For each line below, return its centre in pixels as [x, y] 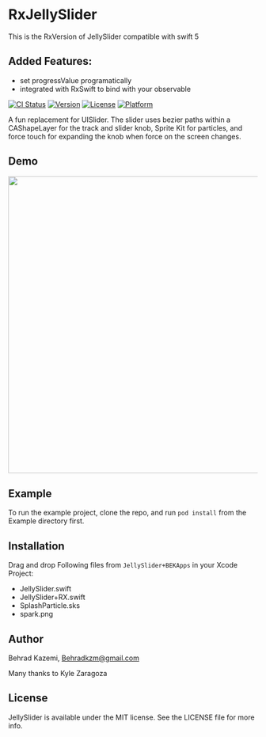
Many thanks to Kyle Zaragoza [58, 673]
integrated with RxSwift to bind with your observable [105, 89]
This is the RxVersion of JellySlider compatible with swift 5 [104, 36]
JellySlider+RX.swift [52, 597]
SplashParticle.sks [50, 606]
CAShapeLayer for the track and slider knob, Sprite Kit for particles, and [125, 127]
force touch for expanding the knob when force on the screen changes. [125, 136]
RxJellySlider [53, 15]
